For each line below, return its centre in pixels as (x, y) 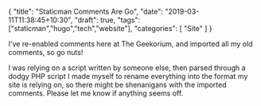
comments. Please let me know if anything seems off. (96, 93)
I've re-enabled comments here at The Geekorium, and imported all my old (130, 44)
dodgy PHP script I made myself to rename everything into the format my (128, 76)
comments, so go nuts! (46, 52)
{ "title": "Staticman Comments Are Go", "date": (86, 12)
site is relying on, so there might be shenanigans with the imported (117, 84)
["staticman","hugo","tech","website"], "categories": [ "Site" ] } (110, 28)
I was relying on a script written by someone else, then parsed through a (127, 68)
